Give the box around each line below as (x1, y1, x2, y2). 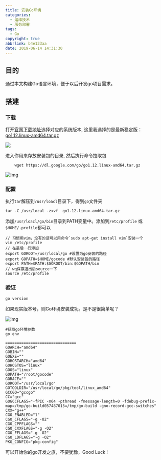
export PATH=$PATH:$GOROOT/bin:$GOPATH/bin (5, 261, 100, 266)
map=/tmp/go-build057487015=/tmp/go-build (5, 403, 97, 409)
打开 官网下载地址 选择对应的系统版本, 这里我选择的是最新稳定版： (5, 126, 142, 133)
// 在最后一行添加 (5, 246, 39, 251)
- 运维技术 (10, 17, 30, 22)
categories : (5, 12, 31, 17)
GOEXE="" (5, 354, 24, 359)
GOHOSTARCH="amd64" (5, 358, 47, 363)
